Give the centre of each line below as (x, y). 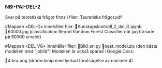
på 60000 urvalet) (23, 37)
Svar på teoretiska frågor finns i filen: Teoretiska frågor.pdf (64, 17)
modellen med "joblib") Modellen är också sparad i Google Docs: (70, 51)
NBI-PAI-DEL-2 (23, 7)
